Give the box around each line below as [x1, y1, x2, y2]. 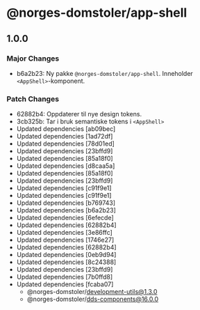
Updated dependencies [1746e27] [16, 235, 115, 245]
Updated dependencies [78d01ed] [16, 139, 115, 148]
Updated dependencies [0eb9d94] [16, 251, 117, 259]
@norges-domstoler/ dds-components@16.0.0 [26, 295, 159, 304]
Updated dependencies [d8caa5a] [16, 162, 115, 170]
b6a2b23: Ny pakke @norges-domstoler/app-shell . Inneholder [16, 69, 194, 77]
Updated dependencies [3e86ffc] [16, 228, 112, 237]
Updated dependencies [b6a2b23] [16, 206, 116, 215]
